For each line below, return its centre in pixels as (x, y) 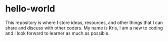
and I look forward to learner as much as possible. (57, 33)
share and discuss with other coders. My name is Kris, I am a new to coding (84, 27)
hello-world (30, 9)
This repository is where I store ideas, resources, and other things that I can (84, 22)
